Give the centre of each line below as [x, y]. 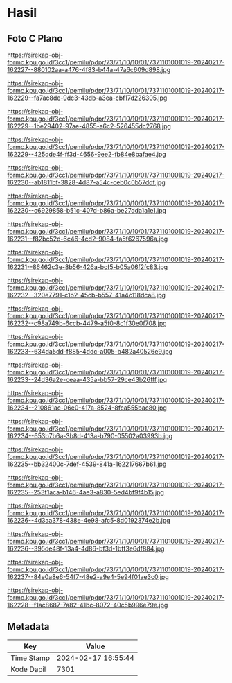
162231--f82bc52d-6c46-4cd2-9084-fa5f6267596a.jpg [88, 239]
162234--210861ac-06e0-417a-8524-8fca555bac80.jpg [87, 408]
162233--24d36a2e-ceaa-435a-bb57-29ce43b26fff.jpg [87, 380]
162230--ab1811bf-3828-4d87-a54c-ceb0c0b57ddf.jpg [86, 182]
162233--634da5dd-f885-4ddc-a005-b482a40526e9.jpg [90, 351]
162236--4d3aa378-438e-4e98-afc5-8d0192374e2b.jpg [89, 520]
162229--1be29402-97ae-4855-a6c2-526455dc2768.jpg [89, 126]
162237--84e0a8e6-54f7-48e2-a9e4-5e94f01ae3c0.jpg [88, 577]
